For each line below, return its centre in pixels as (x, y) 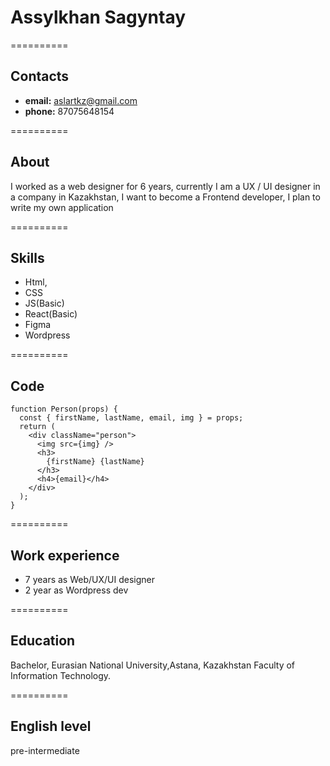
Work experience (65, 555)
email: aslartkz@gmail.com (81, 100)
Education (43, 641)
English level (51, 726)
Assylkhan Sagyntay (98, 17)
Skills (27, 257)
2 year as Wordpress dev (76, 590)
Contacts (40, 76)
